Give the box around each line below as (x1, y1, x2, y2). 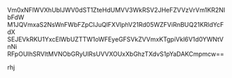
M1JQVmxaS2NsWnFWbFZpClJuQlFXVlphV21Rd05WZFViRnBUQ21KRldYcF (7, 21, 224, 28)
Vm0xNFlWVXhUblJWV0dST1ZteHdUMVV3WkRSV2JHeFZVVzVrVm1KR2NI (7, 6, 226, 14)
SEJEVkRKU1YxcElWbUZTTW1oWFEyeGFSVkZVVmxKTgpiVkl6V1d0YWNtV (7, 35, 224, 43)
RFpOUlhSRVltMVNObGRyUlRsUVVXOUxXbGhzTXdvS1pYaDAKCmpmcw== (7, 50, 224, 58)
